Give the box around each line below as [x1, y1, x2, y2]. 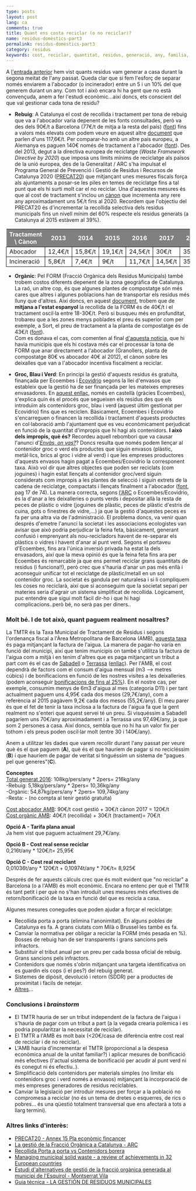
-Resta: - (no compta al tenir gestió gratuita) [6, 794, 112, 801]
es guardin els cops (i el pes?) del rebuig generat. [14, 967, 134, 974]
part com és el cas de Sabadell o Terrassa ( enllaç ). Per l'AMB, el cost [6, 660, 172, 667]
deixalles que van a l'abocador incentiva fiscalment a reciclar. [14, 359, 163, 366]
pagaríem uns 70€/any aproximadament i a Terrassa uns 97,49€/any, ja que [6, 715, 188, 723]
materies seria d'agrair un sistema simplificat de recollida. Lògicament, [14, 588, 185, 595]
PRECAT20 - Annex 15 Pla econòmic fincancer [14, 1135, 127, 1142]
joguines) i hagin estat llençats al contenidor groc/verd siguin [14, 470, 162, 477]
